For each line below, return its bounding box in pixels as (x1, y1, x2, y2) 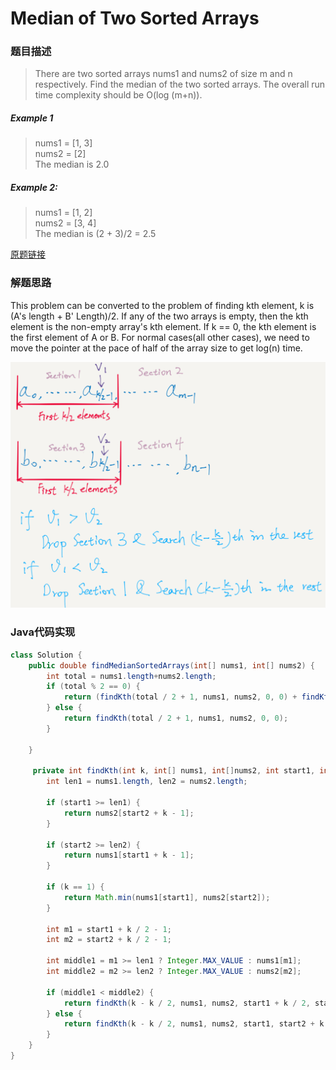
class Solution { (10, 650, 83, 660)
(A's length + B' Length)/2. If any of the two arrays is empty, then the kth (10, 310, 309, 322)
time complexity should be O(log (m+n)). (34, 89, 203, 101)
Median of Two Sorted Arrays (10, 7, 260, 30)
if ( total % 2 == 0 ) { (46, 682, 141, 692)
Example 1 (10, 112, 54, 124)
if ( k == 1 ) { (46, 882, 105, 892)
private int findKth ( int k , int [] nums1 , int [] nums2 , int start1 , (32, 766, 316, 776)
